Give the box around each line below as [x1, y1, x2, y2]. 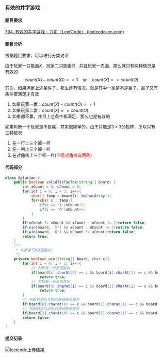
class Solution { [5, 176, 40, 180]
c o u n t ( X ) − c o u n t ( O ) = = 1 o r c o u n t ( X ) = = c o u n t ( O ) [24, 77, 139, 83]
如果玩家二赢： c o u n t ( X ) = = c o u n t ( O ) [12, 108, 89, 114]
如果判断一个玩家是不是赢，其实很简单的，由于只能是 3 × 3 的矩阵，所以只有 [5, 124, 156, 130]
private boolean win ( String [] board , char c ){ [14, 257, 110, 261]
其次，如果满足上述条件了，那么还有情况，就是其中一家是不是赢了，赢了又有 [5, 85, 158, 91]
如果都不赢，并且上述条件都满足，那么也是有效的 [12, 114, 110, 119]
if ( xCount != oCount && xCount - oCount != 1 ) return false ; [22, 221, 147, 226]
